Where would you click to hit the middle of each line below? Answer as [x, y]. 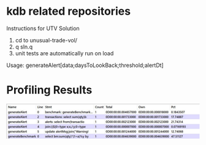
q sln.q [24, 47]
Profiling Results [49, 90]
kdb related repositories [68, 11]
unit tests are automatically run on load [64, 53]
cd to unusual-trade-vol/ [46, 40]
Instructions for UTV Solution [43, 28]
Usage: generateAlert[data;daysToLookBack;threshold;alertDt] [85, 65]
